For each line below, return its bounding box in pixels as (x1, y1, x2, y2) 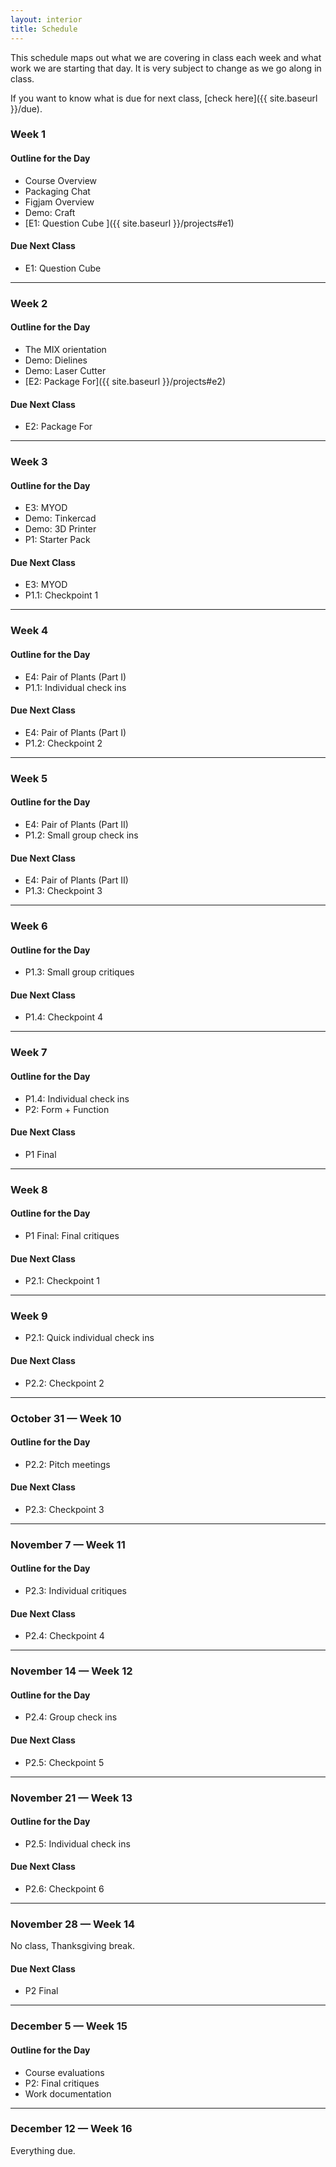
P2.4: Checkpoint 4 (24, 1630, 105, 1642)
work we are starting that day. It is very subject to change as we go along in (10, 62, 322, 74)
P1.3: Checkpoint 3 (24, 885, 103, 897)
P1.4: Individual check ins (24, 1092, 130, 1105)
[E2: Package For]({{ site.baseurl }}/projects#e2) (24, 375, 226, 387)
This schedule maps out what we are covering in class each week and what (10, 51, 322, 63)
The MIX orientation (24, 343, 107, 355)
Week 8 (10, 1182, 48, 1196)
